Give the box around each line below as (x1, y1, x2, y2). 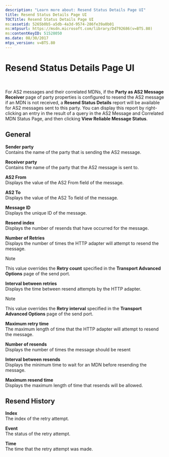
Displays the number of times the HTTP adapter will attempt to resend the (5, 240, 159, 246)
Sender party (5, 144, 34, 150)
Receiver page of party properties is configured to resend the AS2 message (5, 94, 164, 100)
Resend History (5, 397, 55, 405)
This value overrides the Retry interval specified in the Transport (5, 305, 142, 311)
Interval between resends (5, 356, 61, 362)
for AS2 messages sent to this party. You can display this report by (5, 105, 145, 111)
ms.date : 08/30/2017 (5, 36, 49, 41)
